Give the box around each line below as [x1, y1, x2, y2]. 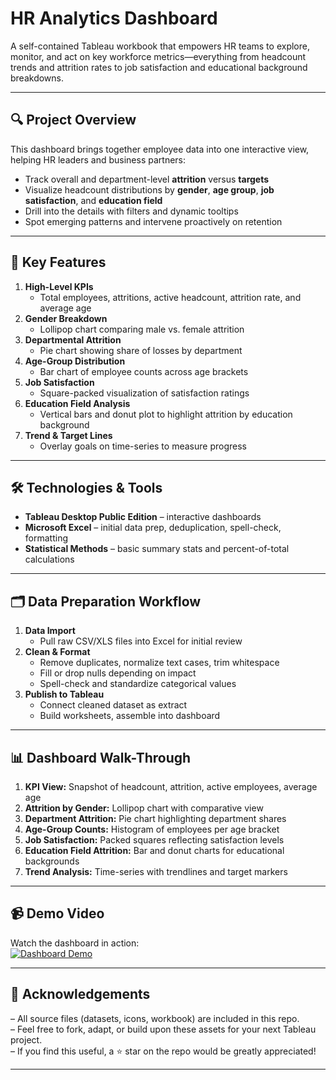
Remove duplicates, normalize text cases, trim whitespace [39, 657, 280, 669]
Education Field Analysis [24, 397, 131, 409]
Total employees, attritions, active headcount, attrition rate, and [39, 291, 302, 303]
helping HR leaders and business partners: [10, 153, 187, 166]
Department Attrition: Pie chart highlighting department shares [24, 813, 287, 824]
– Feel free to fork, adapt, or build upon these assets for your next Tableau [10, 1023, 317, 1035]
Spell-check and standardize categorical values [39, 678, 237, 690]
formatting [24, 532, 68, 544]
